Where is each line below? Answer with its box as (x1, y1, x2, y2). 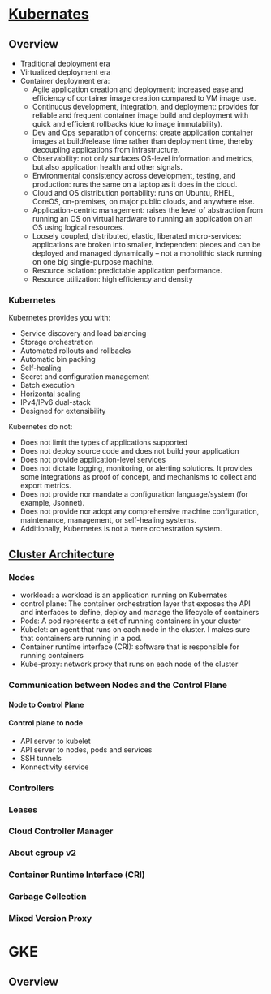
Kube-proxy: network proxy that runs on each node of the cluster (19, 659, 239, 669)
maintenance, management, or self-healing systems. (19, 515, 196, 525)
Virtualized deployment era (19, 67, 111, 77)
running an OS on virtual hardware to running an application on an (32, 214, 253, 223)
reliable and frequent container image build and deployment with (32, 110, 249, 120)
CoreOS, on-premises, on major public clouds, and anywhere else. (32, 196, 255, 206)
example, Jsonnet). (19, 498, 85, 508)
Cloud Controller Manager (8, 825, 114, 837)
